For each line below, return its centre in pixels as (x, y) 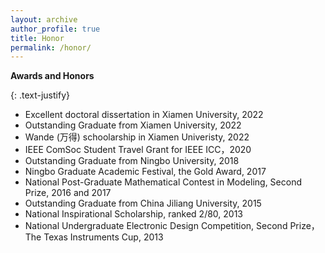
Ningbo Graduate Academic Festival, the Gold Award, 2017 (145, 172)
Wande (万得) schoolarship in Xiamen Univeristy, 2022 (137, 137)
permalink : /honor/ (51, 47)
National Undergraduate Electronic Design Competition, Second (156, 226)
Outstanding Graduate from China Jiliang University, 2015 (143, 203)
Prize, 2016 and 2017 (68, 193)
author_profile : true (55, 29)
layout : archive (44, 19)
